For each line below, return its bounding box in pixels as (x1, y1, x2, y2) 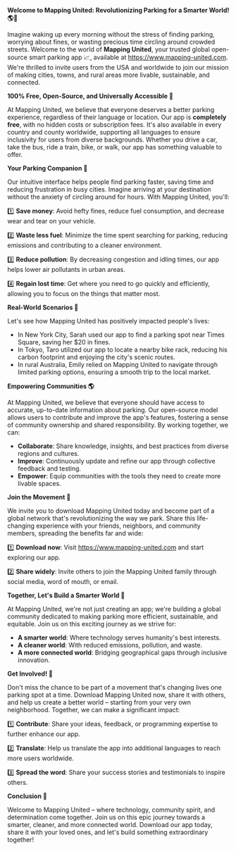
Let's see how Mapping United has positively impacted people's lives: (7, 317, 210, 325)
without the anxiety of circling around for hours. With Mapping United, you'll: (7, 193, 230, 201)
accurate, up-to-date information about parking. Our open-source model (7, 406, 218, 414)
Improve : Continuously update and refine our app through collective (17, 457, 216, 465)
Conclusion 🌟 (7, 792, 47, 800)
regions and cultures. (17, 449, 80, 457)
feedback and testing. (17, 464, 82, 473)
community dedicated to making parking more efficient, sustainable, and (7, 612, 218, 621)
